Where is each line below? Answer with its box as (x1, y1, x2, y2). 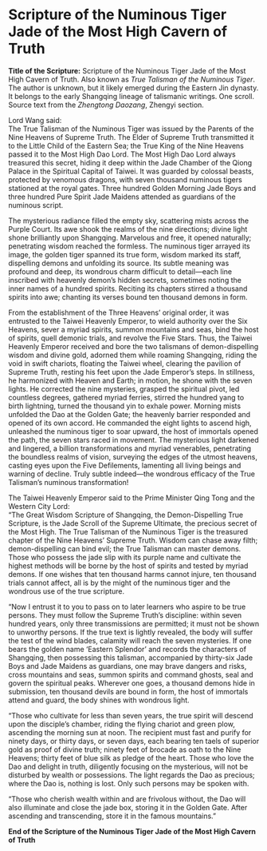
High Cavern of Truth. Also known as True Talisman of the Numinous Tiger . (8, 74, 256, 84)
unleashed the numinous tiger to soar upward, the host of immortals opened (8, 426, 259, 436)
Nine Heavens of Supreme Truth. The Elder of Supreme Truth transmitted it (8, 132, 254, 141)
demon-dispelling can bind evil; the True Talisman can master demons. (8, 543, 241, 553)
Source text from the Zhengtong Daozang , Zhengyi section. (8, 100, 205, 109)
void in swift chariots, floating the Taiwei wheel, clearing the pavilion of (8, 358, 241, 368)
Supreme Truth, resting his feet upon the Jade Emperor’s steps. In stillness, (8, 367, 255, 376)
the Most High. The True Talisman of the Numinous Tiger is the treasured (8, 527, 249, 536)
